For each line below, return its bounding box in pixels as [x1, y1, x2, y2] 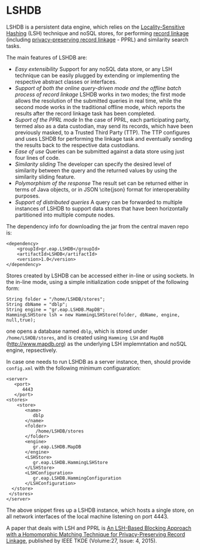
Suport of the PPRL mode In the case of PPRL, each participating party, [14, 116, 190, 123]
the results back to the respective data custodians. [14, 141, 140, 149]
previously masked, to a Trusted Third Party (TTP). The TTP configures [14, 129, 190, 136]
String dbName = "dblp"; [6, 301, 68, 307]
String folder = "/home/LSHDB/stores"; [6, 296, 106, 302]
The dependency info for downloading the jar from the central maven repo [6, 223, 189, 230]
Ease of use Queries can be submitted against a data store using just [14, 147, 184, 155]
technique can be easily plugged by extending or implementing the [14, 72, 180, 79]
